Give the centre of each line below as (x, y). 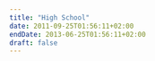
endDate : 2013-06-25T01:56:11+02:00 (77, 34)
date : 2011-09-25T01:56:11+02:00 (72, 26)
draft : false (34, 43)
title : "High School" (50, 17)
